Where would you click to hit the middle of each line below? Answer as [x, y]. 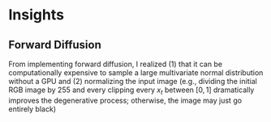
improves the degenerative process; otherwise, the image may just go [125, 100]
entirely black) [32, 109]
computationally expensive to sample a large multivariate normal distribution [136, 73]
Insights [37, 15]
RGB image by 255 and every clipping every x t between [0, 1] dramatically [131, 90]
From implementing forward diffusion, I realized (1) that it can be [116, 64]
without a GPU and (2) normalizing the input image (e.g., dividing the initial [133, 81]
